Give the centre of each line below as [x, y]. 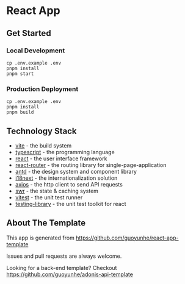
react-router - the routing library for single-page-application [91, 165]
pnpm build [20, 112]
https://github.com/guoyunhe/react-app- [127, 238]
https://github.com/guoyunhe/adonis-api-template [70, 274]
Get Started [29, 33]
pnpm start [20, 74]
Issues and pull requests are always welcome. [64, 256]
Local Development [36, 51]
